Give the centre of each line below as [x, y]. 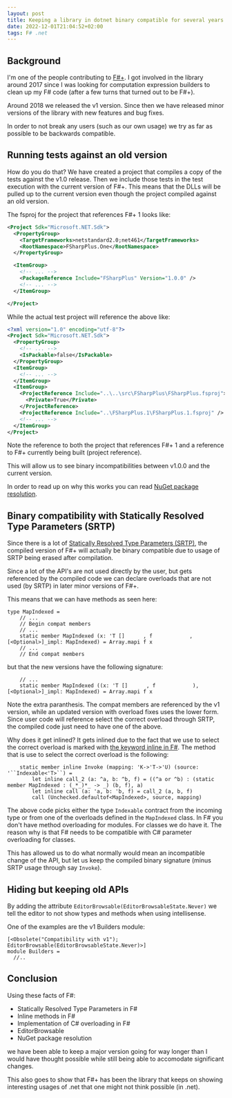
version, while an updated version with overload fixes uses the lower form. [113, 712]
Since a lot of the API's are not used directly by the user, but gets [99, 571]
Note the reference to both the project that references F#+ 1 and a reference [116, 445]
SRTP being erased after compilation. [60, 558]
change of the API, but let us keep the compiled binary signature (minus [109, 860]
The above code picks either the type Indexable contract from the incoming [115, 810]
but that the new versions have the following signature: [85, 667]
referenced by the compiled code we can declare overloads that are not [109, 579]
